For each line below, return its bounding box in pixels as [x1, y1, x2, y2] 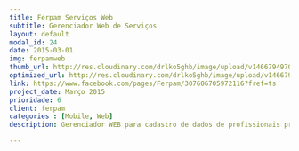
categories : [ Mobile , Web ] [9, 112, 114, 121]
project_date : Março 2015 [9, 87, 105, 96]
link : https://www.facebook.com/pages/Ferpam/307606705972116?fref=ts [9, 79, 277, 88]
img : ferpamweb [9, 54, 66, 63]
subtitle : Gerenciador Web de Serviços [9, 21, 158, 30]
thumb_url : [9, 63, 50, 72]
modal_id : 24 [9, 37, 58, 47]
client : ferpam [9, 104, 66, 113]
